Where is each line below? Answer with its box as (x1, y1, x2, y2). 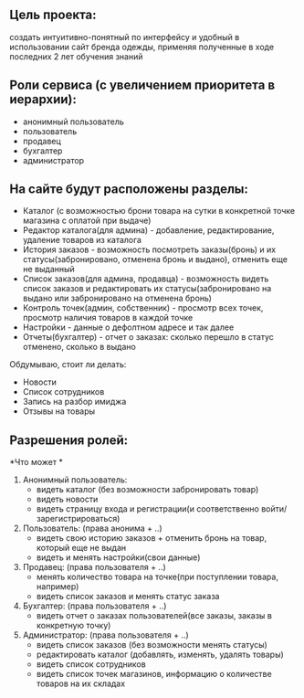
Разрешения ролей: (9, 432, 129, 448)
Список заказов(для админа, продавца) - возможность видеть (22, 273, 269, 284)
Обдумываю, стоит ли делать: (9, 359, 127, 370)
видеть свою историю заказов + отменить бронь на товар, (36, 533, 267, 544)
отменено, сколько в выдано (22, 342, 137, 353)
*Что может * (9, 457, 64, 468)
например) (36, 581, 79, 592)
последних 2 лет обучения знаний (9, 50, 143, 62)
